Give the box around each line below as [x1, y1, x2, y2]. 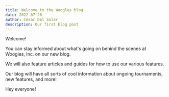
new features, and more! [5, 76, 57, 82]
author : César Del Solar [5, 17, 58, 22]
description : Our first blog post [5, 21, 79, 27]
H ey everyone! [5, 86, 36, 92]
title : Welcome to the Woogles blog [5, 7, 83, 13]
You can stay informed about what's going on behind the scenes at [5, 45, 147, 52]
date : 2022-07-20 [5, 12, 42, 17]
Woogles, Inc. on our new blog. [5, 51, 71, 57]
